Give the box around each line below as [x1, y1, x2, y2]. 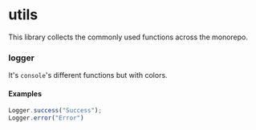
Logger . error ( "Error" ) [8, 114, 84, 122]
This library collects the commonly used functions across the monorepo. [8, 32, 249, 42]
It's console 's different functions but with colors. [8, 71, 168, 80]
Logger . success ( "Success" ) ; [8, 107, 103, 115]
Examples [8, 88, 43, 98]
